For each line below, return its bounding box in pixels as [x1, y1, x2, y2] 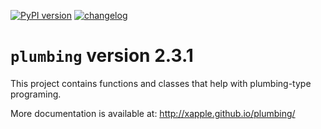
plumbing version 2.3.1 [10, 45, 194, 67]
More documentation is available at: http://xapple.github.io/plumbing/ [10, 107, 296, 119]
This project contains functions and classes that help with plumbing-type [10, 77, 312, 89]
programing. [10, 88, 62, 100]
